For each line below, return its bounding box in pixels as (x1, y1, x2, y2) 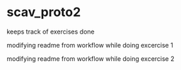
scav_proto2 (6, 4, 81, 20)
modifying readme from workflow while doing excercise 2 (6, 54, 175, 63)
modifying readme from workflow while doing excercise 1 (6, 41, 174, 49)
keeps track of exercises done (6, 27, 95, 36)
